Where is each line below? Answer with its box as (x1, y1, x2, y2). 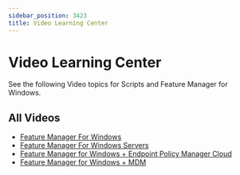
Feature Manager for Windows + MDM (19, 157, 147, 167)
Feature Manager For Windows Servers (19, 141, 149, 150)
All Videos (8, 111, 61, 124)
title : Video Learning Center (8, 19, 109, 27)
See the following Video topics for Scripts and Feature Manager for (8, 80, 229, 89)
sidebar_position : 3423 (8, 11, 88, 20)
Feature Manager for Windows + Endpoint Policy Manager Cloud (19, 149, 233, 159)
